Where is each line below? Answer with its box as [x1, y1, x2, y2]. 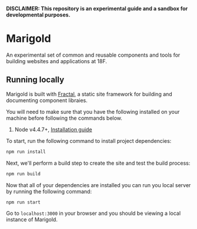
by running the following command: [6, 188, 92, 195]
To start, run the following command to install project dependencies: [6, 137, 172, 144]
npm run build [6, 171, 41, 176]
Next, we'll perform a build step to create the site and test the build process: [6, 159, 191, 166]
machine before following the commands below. [6, 114, 122, 122]
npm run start [6, 199, 41, 205]
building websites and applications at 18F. [6, 57, 107, 64]
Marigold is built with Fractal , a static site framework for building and [6, 90, 172, 97]
